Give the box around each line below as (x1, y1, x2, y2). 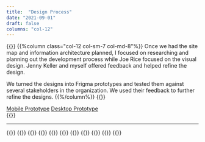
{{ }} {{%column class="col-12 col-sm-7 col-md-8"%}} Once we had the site (6, 43, 198, 50)
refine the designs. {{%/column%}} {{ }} (6, 93, 106, 101)
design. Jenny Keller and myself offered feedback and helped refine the (6, 62, 187, 69)
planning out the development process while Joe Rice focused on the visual (6, 55, 197, 63)
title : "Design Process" (6, 9, 72, 15)
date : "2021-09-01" (6, 15, 56, 21)
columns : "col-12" (6, 26, 53, 32)
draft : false (6, 20, 40, 26)
